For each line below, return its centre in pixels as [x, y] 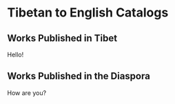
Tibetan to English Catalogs [88, 13]
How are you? [27, 93]
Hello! [16, 54]
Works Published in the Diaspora [79, 76]
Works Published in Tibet [62, 38]
